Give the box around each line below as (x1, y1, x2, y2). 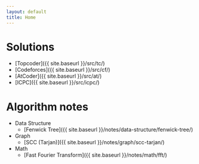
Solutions (6, 40, 55, 54)
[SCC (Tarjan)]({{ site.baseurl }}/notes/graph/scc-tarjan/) (23, 139, 165, 146)
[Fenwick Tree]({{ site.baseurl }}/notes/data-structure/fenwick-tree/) (23, 126, 193, 133)
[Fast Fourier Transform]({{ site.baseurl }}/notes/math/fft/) (23, 151, 167, 159)
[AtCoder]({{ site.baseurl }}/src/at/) (14, 72, 102, 80)
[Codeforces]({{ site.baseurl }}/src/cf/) (14, 66, 111, 74)
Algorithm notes (6, 100, 88, 114)
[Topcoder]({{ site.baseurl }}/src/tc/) (14, 60, 105, 67)
